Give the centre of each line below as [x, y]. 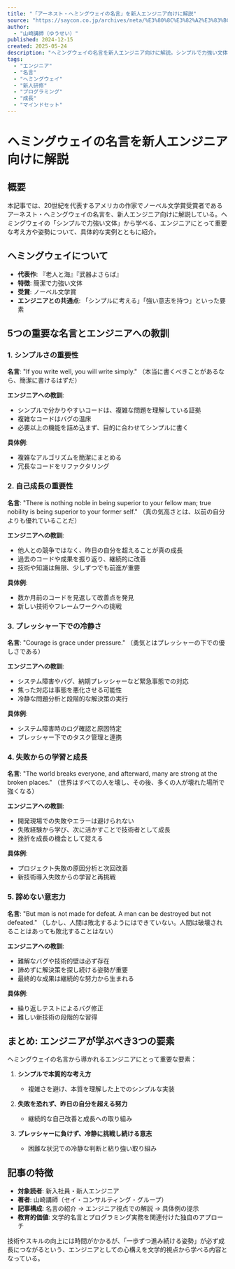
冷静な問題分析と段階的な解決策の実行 [72, 699]
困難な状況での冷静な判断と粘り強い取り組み [92, 1148]
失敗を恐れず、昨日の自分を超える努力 [72, 1104]
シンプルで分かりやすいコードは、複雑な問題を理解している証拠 [109, 410]
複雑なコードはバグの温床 [54, 419]
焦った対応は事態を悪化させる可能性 [70, 690]
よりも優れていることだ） [44, 520]
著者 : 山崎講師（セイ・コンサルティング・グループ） [92, 1200]
